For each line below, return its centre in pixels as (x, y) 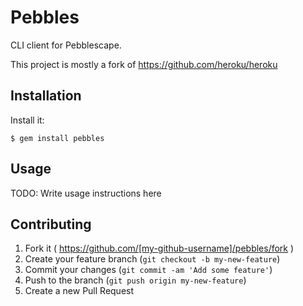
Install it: (27, 120)
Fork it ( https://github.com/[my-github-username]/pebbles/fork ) (159, 248)
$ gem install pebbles (57, 138)
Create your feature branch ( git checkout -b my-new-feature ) (152, 259)
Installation (46, 96)
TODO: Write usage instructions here (86, 193)
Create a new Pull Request (79, 291)
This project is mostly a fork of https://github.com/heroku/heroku (144, 64)
